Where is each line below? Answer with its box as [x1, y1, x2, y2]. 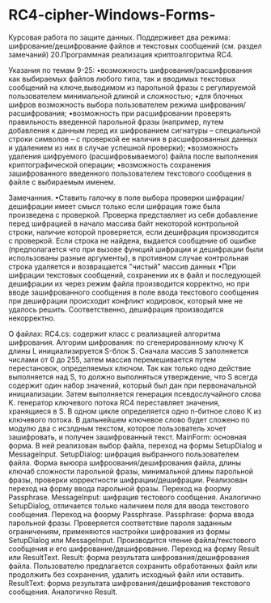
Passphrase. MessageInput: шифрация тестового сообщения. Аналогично [8, 492, 261, 502]
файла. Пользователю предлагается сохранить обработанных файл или [8, 561, 257, 571]
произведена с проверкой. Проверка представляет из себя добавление [8, 210, 259, 219]
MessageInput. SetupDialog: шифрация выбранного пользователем [8, 449, 239, 459]
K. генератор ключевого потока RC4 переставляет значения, [8, 397, 220, 407]
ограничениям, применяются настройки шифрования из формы [8, 526, 231, 536]
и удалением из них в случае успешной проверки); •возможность [8, 142, 239, 152]
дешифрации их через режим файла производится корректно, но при [8, 278, 250, 288]
